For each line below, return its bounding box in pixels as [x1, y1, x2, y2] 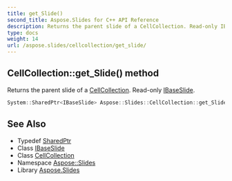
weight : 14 [7, 36, 39, 43]
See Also [7, 118, 46, 130]
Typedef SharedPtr [17, 136, 72, 145]
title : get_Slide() [7, 10, 64, 17]
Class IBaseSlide [17, 144, 65, 152]
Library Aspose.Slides [17, 166, 80, 174]
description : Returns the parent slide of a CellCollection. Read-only [7, 23, 217, 30]
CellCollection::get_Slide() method [7, 67, 159, 79]
